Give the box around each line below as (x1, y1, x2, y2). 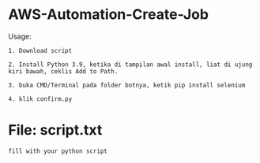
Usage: (8, 31, 32, 41)
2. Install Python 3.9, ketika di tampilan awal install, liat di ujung (8, 61, 253, 69)
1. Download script (8, 46, 73, 54)
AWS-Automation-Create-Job (8, 6, 209, 24)
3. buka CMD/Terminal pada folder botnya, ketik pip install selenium (8, 81, 246, 89)
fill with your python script (8, 147, 108, 155)
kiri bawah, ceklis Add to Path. (8, 67, 119, 76)
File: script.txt (8, 121, 103, 139)
